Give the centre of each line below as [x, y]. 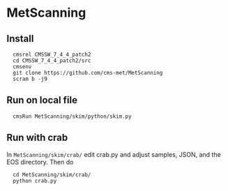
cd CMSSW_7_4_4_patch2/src [52, 61]
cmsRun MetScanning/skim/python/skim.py [72, 116]
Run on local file [42, 100]
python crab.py [35, 181]
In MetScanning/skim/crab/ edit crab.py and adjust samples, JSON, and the [114, 154]
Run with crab [37, 138]
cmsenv [22, 67]
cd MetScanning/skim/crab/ [52, 175]
